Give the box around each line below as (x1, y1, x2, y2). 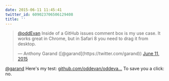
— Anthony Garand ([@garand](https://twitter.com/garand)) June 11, (17, 50, 160, 56)
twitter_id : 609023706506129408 (5, 12, 73, 17)
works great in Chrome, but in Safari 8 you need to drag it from (17, 35, 149, 41)
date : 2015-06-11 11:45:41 (5, 7, 62, 12)
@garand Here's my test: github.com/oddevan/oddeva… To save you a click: (5, 65, 164, 71)
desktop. (17, 41, 36, 47)
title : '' (5, 16, 26, 21)
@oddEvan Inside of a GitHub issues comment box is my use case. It (17, 30, 161, 36)
